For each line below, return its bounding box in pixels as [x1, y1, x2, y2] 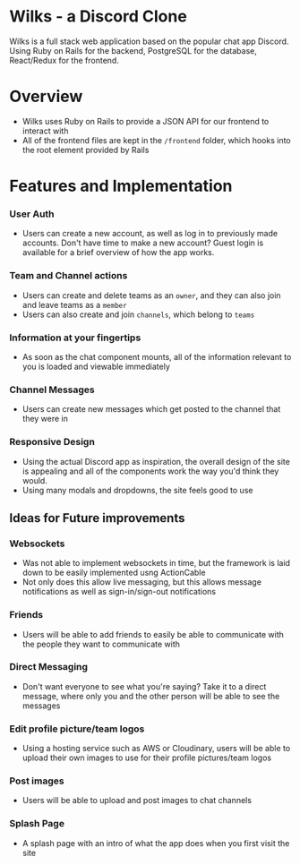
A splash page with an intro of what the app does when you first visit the [21, 837, 290, 848]
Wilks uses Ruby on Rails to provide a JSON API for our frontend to [21, 116, 270, 126]
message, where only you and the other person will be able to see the [21, 690, 280, 701]
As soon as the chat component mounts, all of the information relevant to [21, 351, 292, 362]
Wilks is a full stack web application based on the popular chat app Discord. [9, 36, 289, 47]
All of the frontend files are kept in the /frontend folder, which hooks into [21, 134, 291, 145]
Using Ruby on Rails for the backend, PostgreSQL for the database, [9, 45, 257, 56]
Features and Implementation [9, 176, 233, 196]
